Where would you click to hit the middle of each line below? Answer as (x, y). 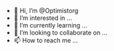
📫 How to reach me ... (46, 40)
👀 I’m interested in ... (43, 18)
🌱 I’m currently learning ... (50, 25)
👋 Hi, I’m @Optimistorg (46, 11)
